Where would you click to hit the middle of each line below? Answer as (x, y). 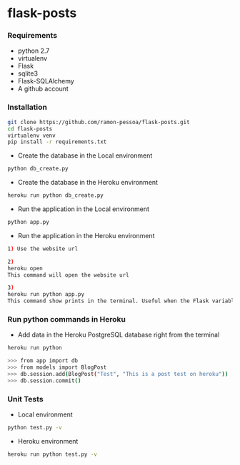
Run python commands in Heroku (67, 319)
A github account (43, 89)
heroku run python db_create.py (55, 195)
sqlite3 (27, 73)
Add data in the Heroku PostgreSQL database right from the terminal (119, 335)
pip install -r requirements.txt (57, 142)
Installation (27, 107)
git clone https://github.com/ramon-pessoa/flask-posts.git (99, 122)
